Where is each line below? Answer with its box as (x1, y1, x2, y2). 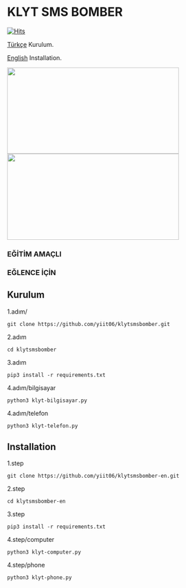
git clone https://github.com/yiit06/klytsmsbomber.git (7, 321, 170, 327)
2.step (7, 485, 25, 493)
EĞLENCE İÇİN (7, 267, 56, 277)
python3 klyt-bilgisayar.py (7, 397, 88, 404)
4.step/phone (7, 561, 45, 569)
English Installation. (7, 53, 62, 62)
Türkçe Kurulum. (7, 40, 54, 48)
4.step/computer (7, 536, 55, 544)
